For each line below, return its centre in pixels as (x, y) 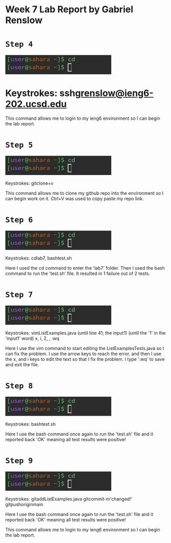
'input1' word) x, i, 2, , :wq (32, 338)
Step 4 (19, 44)
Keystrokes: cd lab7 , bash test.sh (39, 258)
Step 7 (19, 295)
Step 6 (19, 220)
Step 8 (19, 386)
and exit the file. (22, 364)
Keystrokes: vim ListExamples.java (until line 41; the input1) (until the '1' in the (86, 333)
